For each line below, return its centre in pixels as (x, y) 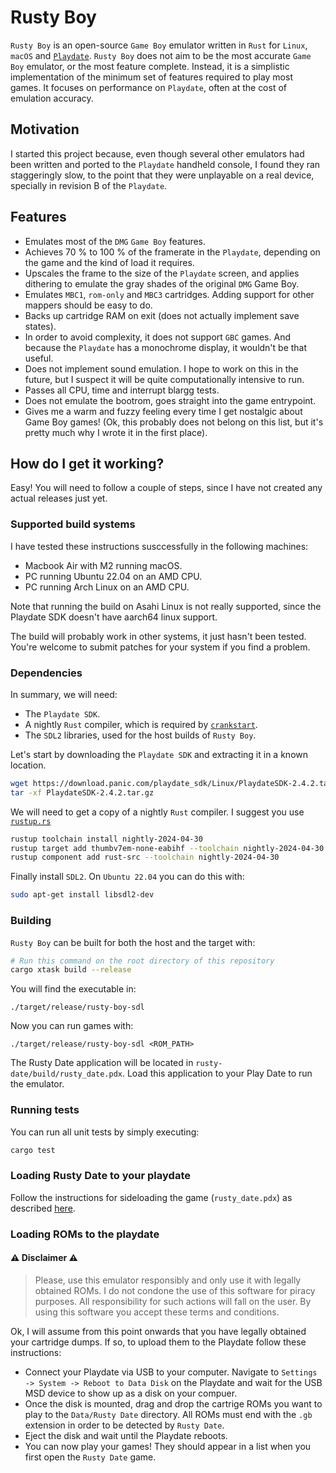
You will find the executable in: (73, 989)
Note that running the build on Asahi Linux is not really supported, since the (166, 606)
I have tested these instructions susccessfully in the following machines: (159, 546)
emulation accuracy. (52, 98)
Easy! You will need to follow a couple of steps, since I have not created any (166, 488)
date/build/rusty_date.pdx (66, 1074)
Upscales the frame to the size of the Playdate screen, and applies (162, 273)
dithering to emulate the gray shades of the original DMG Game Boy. (162, 283)
